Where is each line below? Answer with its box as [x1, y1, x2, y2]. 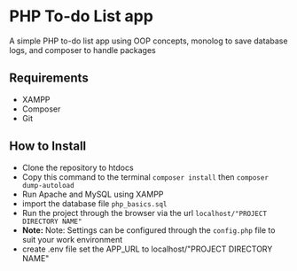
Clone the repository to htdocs [21, 162, 135, 173]
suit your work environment [21, 234, 123, 244]
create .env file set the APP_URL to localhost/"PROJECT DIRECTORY [21, 244, 273, 254]
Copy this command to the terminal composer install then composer [21, 171, 269, 182]
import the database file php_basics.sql [21, 197, 168, 209]
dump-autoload [21, 181, 74, 190]
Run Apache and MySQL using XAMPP [21, 189, 164, 199]
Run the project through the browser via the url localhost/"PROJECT [21, 207, 268, 218]
